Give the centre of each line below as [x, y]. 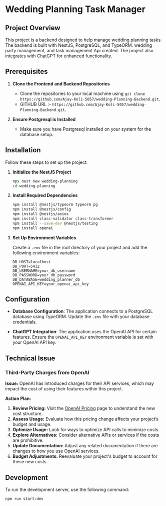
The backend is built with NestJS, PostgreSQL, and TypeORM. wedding [79, 45]
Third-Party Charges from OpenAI [47, 372]
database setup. [36, 134]
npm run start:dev [24, 498]
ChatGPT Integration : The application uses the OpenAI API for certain [84, 332]
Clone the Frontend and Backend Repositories [61, 83]
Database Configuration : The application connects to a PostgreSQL [83, 311]
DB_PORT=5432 [26, 266]
